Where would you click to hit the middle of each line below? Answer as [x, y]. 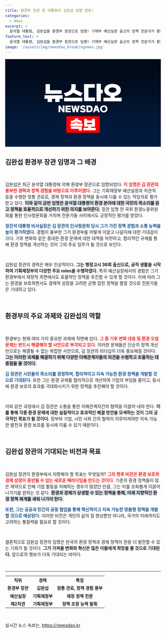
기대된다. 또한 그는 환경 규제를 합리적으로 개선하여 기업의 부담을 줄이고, [83, 380]
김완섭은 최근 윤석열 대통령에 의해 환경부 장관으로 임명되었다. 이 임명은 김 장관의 [82, 185]
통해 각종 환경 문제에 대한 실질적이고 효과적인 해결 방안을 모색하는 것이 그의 [82, 412]
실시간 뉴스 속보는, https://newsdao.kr [43, 625]
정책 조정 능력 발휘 [80, 604]
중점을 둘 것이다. [21, 363]
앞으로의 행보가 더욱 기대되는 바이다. [47, 554]
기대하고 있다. [23, 289]
